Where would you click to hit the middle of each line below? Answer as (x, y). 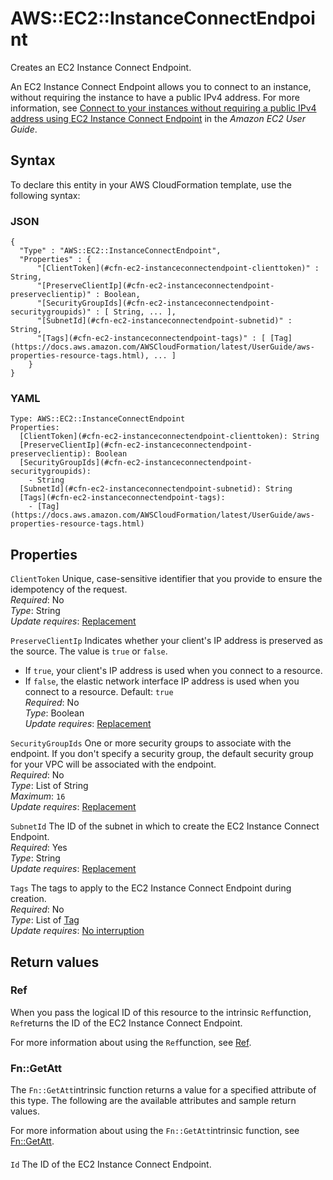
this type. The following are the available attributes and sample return (153, 1101)
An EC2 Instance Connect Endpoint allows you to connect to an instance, (161, 86)
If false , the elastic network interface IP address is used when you (162, 681)
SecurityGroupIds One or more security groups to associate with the (151, 743)
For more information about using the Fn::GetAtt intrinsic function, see (155, 1131)
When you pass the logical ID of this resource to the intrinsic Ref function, (161, 1012)
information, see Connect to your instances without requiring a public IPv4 (163, 108)
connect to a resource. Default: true (99, 692)
